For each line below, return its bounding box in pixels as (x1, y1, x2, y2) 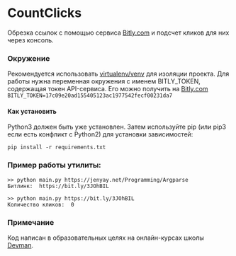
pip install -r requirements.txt (7, 144, 106, 151)
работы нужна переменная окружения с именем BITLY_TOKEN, (7, 77, 201, 86)
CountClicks (7, 5, 82, 21)
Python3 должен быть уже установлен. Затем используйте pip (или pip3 (7, 122, 227, 132)
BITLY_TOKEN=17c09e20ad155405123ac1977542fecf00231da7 (7, 92, 173, 100)
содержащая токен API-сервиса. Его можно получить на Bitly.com (7, 85, 208, 93)
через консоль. (7, 35, 55, 44)
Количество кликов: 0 (7, 201, 74, 208)
